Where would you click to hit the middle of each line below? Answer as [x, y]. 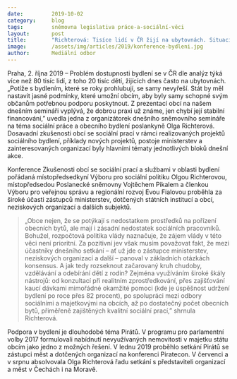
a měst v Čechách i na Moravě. [52, 369]
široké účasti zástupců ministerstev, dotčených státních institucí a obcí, [111, 199]
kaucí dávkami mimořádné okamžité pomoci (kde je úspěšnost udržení [127, 288]
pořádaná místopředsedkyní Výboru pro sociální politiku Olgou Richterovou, [117, 176]
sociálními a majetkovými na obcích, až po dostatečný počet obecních [127, 303]
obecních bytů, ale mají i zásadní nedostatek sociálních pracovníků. [122, 228]
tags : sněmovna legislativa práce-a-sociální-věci [96, 27]
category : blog [36, 20]
